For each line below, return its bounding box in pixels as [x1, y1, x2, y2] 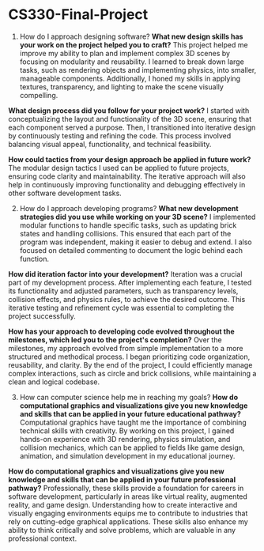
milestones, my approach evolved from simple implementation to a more [8, 343, 243, 353]
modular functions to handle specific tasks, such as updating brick [19, 220, 237, 230]
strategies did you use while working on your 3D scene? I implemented [19, 212, 256, 221]
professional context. [8, 534, 77, 543]
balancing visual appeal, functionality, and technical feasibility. [8, 139, 212, 149]
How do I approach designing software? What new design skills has [19, 32, 243, 41]
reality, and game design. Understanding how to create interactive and [8, 500, 238, 509]
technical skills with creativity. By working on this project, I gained [19, 425, 235, 436]
